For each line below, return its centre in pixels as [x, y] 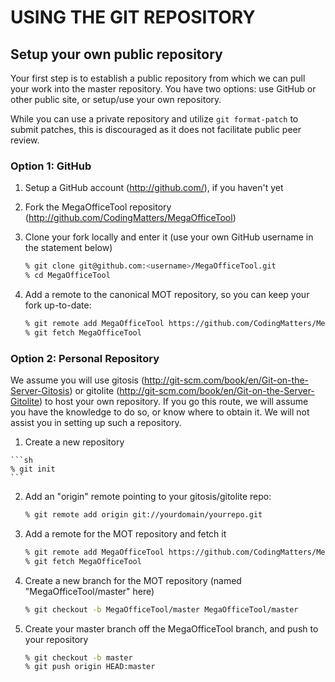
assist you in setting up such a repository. [96, 423]
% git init [33, 469]
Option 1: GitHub [51, 166]
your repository [56, 639]
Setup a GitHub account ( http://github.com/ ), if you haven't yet [154, 188]
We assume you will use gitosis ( [77, 380]
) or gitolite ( [94, 391]
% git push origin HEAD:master [90, 667]
